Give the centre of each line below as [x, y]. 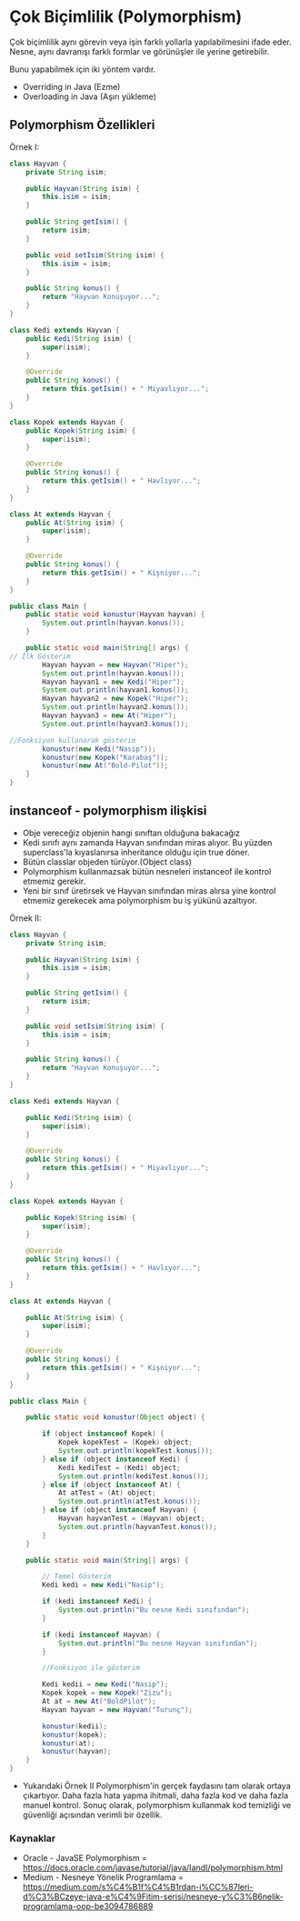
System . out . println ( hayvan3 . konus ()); [115, 724]
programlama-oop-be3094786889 [88, 1906]
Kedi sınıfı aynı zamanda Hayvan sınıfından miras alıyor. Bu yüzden [147, 842]
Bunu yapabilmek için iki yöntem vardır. [83, 69]
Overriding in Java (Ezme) [71, 86]
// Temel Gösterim [77, 1576]
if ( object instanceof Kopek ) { [104, 1434]
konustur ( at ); [69, 1743]
